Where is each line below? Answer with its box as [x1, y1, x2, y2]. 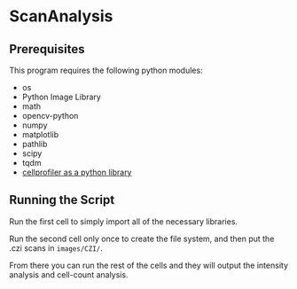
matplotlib [21, 129, 59, 139]
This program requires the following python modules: [9, 65, 203, 75]
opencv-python [21, 111, 79, 121]
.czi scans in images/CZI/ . [9, 242, 104, 254]
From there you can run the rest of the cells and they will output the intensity [9, 260, 289, 270]
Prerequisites [9, 42, 85, 57]
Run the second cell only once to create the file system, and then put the [9, 233, 275, 244]
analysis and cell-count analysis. [9, 269, 129, 280]
